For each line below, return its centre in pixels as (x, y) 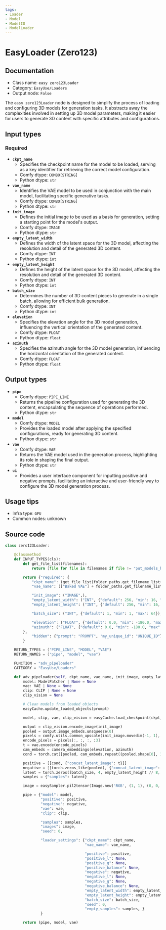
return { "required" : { (46, 577)
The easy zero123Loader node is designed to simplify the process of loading (82, 103)
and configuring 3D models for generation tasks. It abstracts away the (76, 108)
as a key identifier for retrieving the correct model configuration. (85, 169)
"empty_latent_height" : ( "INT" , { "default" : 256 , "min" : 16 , (96, 604)
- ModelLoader (20, 28)
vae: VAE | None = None (47, 686)
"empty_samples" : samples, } (115, 909)
